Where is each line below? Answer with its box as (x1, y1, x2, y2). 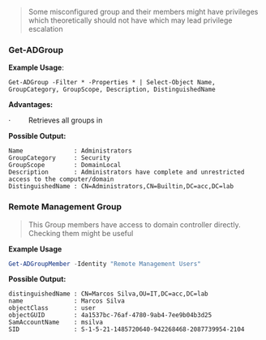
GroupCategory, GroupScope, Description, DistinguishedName (8, 85, 217, 94)
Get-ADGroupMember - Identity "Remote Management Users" (8, 260, 201, 268)
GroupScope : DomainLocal (8, 161, 122, 170)
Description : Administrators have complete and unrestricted (8, 168, 245, 177)
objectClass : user (8, 304, 96, 312)
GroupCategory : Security (8, 154, 111, 162)
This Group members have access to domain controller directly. (28, 219, 241, 230)
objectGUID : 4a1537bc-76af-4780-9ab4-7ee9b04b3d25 (8, 312, 212, 320)
